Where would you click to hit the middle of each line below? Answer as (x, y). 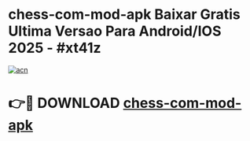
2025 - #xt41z (55, 48)
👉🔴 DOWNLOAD (64, 103)
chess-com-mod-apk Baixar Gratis (125, 15)
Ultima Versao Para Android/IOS (115, 31)
